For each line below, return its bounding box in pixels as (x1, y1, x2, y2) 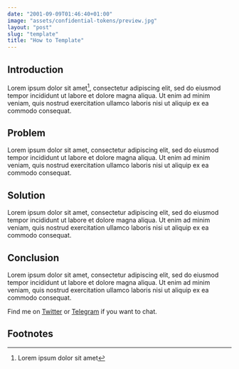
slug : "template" (7, 30, 59, 38)
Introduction (7, 64, 64, 76)
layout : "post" (7, 24, 53, 31)
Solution (7, 189, 46, 201)
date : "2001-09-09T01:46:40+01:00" (7, 10, 113, 18)
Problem (7, 126, 46, 139)
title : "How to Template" (7, 37, 84, 44)
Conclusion (7, 251, 60, 264)
